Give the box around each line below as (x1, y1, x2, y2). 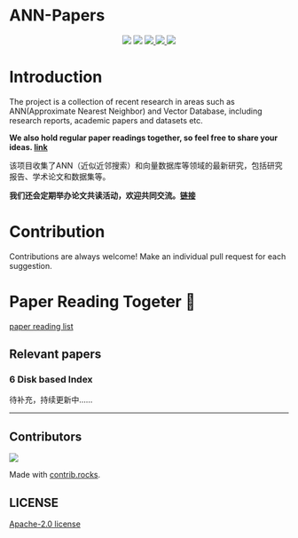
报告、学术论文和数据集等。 (9, 170, 111, 182)
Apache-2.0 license (9, 518, 82, 529)
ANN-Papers (9, 5, 106, 26)
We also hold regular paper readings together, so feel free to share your (9, 132, 278, 143)
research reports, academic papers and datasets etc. (9, 115, 204, 125)
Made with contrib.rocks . (9, 470, 101, 480)
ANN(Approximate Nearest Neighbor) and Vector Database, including (9, 106, 263, 116)
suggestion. (9, 260, 53, 271)
